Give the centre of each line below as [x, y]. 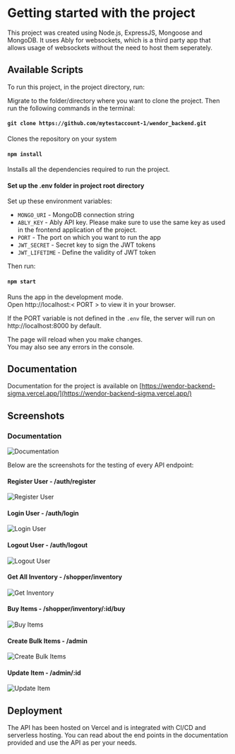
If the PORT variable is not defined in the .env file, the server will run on [111, 318]
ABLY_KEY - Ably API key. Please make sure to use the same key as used [121, 222]
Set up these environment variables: [60, 201]
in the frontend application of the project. [77, 230]
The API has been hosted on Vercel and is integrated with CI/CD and [107, 728]
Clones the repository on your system [62, 139]
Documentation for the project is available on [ [75, 386]
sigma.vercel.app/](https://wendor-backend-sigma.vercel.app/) [100, 393]
